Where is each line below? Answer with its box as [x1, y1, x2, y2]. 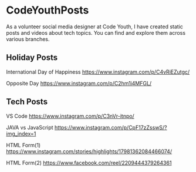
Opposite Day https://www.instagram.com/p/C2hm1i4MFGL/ [6, 80, 152, 87]
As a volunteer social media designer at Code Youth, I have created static [6, 23, 184, 30]
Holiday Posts [6, 52, 58, 62]
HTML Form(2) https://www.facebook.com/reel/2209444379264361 [6, 159, 172, 166]
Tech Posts [6, 97, 48, 107]
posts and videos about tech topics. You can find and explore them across [6, 29, 186, 36]
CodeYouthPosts [6, 4, 89, 17]
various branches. [6, 35, 50, 42]
